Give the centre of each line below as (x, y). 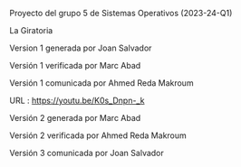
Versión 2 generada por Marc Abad (75, 118)
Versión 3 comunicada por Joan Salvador (87, 153)
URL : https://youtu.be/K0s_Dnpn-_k (77, 100)
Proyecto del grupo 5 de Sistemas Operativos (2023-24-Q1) (121, 13)
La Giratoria (31, 30)
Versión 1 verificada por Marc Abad (75, 65)
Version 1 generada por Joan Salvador (81, 48)
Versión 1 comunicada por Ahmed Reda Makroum (101, 83)
